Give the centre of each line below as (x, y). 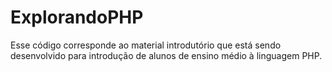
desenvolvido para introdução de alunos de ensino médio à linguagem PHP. (166, 55)
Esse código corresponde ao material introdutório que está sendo (146, 45)
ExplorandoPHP (77, 17)
